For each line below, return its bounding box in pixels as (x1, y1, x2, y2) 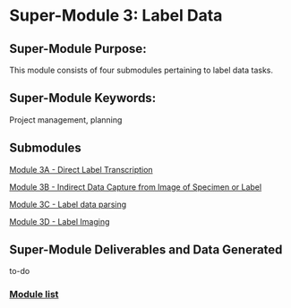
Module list (9, 288, 59, 301)
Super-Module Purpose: (9, 41, 147, 56)
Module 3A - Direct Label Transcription (9, 164, 154, 175)
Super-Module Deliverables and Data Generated (9, 243, 283, 258)
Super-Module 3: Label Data (9, 5, 223, 26)
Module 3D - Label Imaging (9, 216, 110, 227)
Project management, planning (9, 114, 123, 125)
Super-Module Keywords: (9, 90, 157, 106)
